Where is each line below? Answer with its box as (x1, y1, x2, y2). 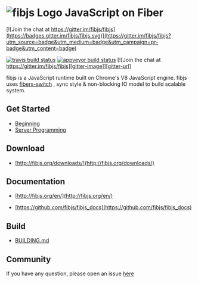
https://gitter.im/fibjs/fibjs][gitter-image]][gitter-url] (6, 63, 131, 70)
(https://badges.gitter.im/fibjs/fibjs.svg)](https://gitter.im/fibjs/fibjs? (6, 32, 171, 39)
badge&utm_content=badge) (6, 45, 77, 52)
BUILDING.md (14, 237, 49, 244)
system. (6, 86, 26, 94)
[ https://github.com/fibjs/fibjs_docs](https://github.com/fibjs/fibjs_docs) (14, 204, 192, 211)
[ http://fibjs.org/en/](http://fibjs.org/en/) (14, 192, 113, 200)
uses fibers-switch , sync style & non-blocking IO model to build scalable (6, 80, 186, 88)
